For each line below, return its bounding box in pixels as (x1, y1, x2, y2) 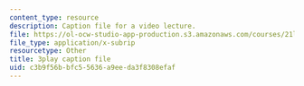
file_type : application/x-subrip (9, 38, 136, 47)
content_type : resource (9, 13, 100, 22)
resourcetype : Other (9, 47, 88, 56)
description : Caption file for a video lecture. (9, 21, 196, 30)
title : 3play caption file (9, 55, 111, 64)
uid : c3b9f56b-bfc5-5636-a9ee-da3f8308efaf (9, 64, 176, 73)
